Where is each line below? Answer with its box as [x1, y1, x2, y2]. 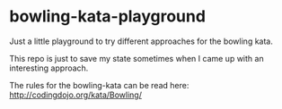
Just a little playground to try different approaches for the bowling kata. [9, 36, 274, 46]
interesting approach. [9, 63, 89, 73]
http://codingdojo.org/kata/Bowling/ [9, 89, 142, 100]
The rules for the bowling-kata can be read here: [9, 80, 189, 90]
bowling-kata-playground [9, 6, 207, 27]
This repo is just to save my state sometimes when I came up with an [9, 53, 264, 63]
